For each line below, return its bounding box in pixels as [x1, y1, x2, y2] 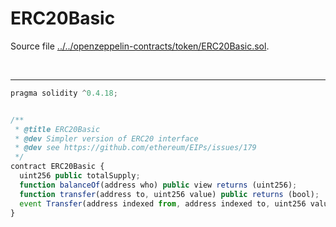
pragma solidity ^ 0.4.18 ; [10, 88, 118, 98]
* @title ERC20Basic [14, 124, 101, 134]
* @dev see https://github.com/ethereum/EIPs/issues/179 [14, 143, 257, 153]
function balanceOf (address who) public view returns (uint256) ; [19, 180, 298, 190]
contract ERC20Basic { [10, 162, 105, 172]
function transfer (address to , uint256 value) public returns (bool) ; [19, 189, 320, 199]
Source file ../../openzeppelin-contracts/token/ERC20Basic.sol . [10, 40, 270, 52]
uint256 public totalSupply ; [19, 171, 141, 181]
